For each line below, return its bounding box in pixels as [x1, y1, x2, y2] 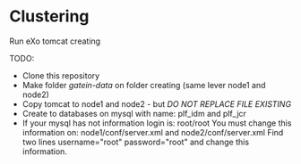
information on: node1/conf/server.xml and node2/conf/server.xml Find [21, 127, 284, 137]
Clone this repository [21, 70, 100, 81]
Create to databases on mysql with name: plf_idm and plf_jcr [21, 108, 246, 119]
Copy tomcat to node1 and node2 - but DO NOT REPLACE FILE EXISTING [21, 98, 292, 109]
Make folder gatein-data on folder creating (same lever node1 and [21, 79, 266, 90]
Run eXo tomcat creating [9, 36, 101, 46]
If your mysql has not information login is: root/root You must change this [21, 118, 292, 128]
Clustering [9, 6, 90, 27]
